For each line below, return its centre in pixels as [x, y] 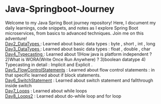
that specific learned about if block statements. [53, 75]
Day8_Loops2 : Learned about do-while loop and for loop [63, 96]
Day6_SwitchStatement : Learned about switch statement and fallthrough [79, 80]
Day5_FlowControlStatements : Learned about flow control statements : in [80, 69]
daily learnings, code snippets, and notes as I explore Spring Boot [72, 28]
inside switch [18, 85]
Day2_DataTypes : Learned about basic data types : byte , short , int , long [80, 43]
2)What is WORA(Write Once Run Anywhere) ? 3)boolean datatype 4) [76, 59]
